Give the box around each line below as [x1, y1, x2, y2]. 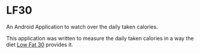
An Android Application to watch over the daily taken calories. [6, 23, 158, 30]
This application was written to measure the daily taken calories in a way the [6, 34, 194, 42]
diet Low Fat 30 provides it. [6, 41, 73, 48]
